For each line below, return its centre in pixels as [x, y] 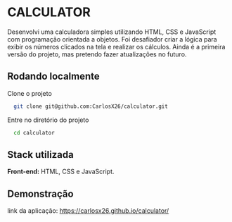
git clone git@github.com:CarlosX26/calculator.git [91, 106]
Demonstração [40, 193]
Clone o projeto [30, 93]
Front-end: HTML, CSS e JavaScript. [61, 172]
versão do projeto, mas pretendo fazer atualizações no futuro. [97, 54]
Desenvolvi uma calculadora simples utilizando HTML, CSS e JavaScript [112, 32]
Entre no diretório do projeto [48, 120]
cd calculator [34, 132]
